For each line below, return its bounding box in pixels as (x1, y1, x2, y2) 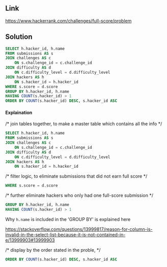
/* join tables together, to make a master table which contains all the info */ (5, 121, 162, 127)
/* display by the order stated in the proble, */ (5, 247, 101, 253)
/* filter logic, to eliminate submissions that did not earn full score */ (5, 173, 148, 180)
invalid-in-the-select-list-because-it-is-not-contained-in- (5, 231, 126, 237)
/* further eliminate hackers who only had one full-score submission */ (5, 192, 154, 198)
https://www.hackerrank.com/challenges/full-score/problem (5, 17, 132, 24)
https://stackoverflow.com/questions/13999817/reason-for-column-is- (5, 226, 153, 232)
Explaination (5, 109, 33, 116)
